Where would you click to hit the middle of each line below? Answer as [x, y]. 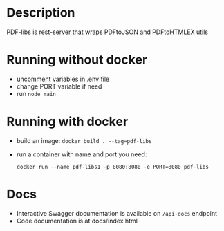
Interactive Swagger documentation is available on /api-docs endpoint [117, 213]
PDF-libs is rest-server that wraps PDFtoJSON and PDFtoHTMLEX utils [108, 32]
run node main [36, 93]
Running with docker [67, 122]
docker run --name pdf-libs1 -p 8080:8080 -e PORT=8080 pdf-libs [112, 167]
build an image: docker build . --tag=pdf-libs [84, 140]
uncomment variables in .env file [63, 79]
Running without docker [77, 60]
